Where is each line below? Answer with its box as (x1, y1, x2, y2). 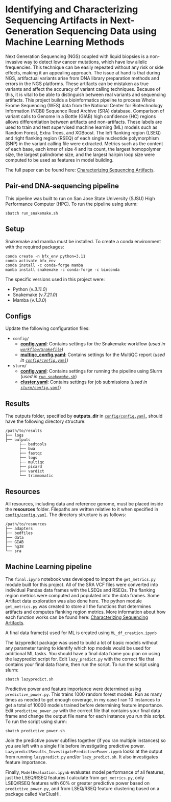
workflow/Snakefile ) (20, 346, 64, 353)
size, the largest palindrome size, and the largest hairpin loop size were (5, 151, 155, 158)
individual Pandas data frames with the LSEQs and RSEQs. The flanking (5, 586, 156, 593)
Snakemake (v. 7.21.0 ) (12, 291, 58, 298)
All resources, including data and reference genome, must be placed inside (5, 501, 163, 506)
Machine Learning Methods (5, 36, 125, 48)
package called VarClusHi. (5, 791, 61, 797)
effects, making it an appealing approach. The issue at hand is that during (5, 69, 160, 75)
